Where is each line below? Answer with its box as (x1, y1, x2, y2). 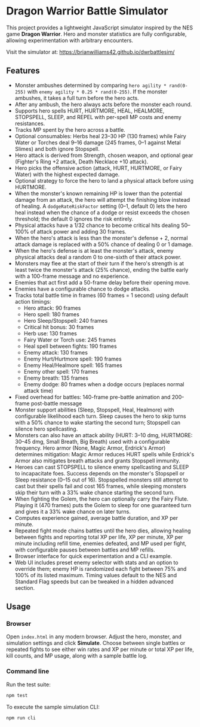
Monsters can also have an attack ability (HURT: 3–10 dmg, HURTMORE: (14, 431, 193, 438)
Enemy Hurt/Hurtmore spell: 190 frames (23, 355, 122, 362)
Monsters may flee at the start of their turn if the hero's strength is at (14, 259, 184, 267)
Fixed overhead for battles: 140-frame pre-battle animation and (14, 393, 171, 401)
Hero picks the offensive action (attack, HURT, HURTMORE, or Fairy (14, 164, 182, 171)
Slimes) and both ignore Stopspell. (14, 145, 100, 152)
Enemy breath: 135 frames (23, 374, 88, 381)
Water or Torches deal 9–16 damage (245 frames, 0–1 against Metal (14, 139, 181, 146)
